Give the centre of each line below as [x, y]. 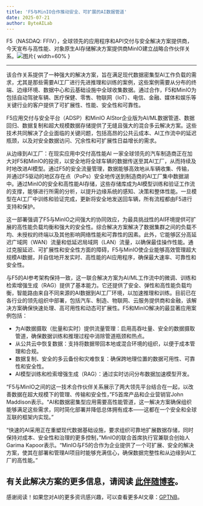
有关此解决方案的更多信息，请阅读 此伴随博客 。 [95, 481]
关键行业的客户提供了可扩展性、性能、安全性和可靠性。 [75, 105]
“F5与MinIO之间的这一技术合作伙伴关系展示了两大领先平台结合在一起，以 [97, 387]
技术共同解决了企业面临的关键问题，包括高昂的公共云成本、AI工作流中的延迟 [101, 133]
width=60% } [54, 56]
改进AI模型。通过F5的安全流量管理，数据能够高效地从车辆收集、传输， [104, 169]
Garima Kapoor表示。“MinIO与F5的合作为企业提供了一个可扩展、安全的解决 [100, 445]
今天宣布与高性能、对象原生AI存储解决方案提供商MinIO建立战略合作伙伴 [96, 48]
